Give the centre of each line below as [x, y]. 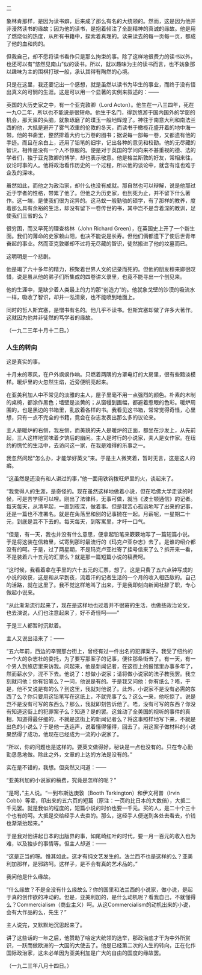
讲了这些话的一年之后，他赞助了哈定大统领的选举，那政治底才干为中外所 [96, 938]
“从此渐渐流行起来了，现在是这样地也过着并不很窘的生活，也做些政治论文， [100, 605]
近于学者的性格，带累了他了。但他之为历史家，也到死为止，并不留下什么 [96, 193]
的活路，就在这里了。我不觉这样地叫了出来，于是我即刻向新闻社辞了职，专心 [101, 585]
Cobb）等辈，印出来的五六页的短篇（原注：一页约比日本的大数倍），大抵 [96, 801]
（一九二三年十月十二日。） [39, 330]
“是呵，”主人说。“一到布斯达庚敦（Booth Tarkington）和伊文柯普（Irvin [93, 793]
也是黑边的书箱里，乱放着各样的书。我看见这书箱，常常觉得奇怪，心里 [109, 410]
